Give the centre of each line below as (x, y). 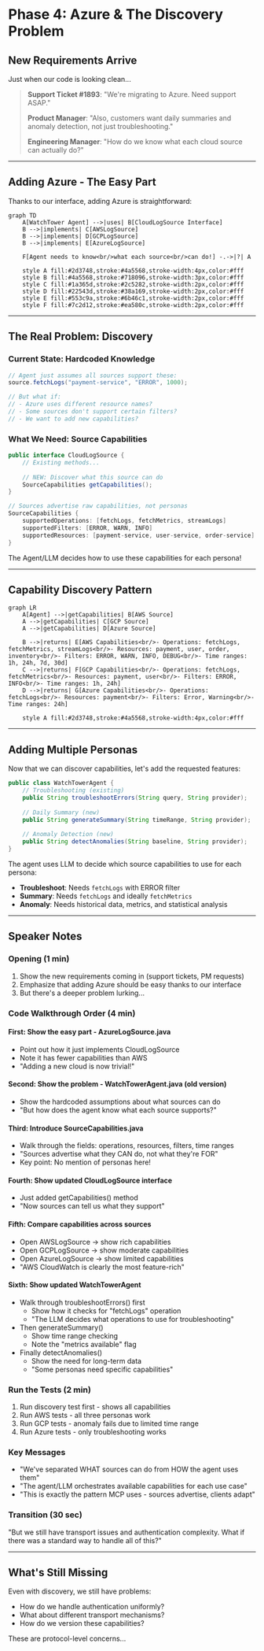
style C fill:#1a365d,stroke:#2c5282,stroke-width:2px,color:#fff (133, 284)
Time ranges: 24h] (38, 705)
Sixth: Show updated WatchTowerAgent (75, 1285)
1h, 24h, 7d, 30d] (38, 663)
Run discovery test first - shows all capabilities (95, 1407)
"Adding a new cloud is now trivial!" (77, 1066)
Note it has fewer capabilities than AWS (83, 1057)
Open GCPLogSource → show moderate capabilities (104, 1250)
